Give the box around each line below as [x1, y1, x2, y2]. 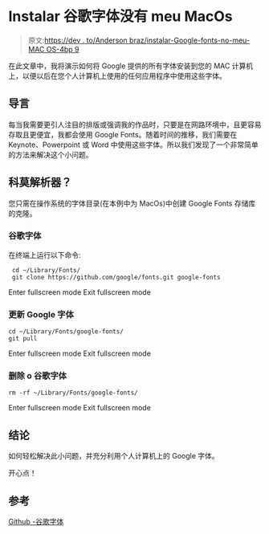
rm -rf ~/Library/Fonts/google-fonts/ [8, 389, 138, 397]
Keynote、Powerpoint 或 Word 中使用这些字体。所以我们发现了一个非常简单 [8, 140, 259, 149]
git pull [8, 335, 38, 343]
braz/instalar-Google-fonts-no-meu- [129, 35, 251, 45]
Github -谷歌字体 [8, 517, 64, 527]
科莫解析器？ [8, 176, 72, 190]
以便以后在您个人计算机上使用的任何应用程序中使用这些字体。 [22, 71, 226, 80]
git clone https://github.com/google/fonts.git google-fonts [11, 273, 221, 281]
